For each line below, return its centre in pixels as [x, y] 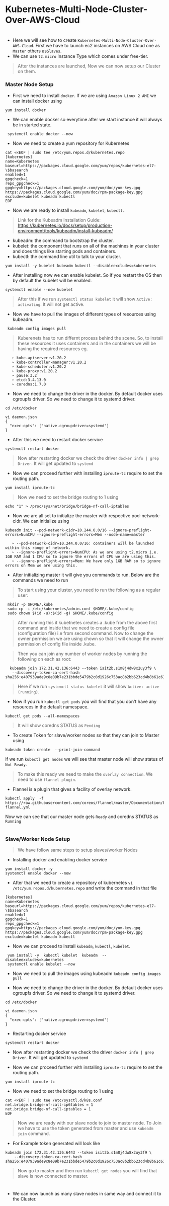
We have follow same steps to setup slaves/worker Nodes [77, 850]
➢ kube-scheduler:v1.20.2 [39, 367]
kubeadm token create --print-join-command [53, 750]
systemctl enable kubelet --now [41, 964]
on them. [27, 71]
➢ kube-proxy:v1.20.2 [34, 371]
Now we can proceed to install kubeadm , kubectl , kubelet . [71, 946]
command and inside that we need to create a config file [76, 628]
